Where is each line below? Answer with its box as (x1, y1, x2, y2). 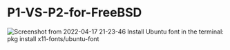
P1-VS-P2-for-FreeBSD (7, 5, 142, 21)
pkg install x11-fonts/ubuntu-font (7, 34, 99, 42)
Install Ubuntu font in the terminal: (127, 27, 224, 36)
